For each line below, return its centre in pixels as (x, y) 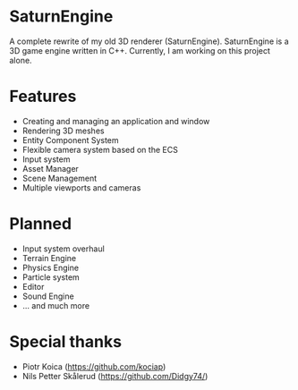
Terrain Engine (49, 258)
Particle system (51, 277)
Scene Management (59, 178)
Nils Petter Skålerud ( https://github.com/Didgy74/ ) (115, 376)
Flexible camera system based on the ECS (100, 149)
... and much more (56, 305)
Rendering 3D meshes (63, 131)
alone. (21, 60)
